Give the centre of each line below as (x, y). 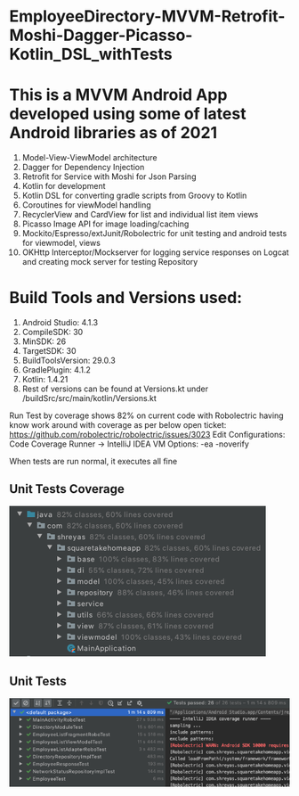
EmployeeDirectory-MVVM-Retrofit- (147, 16)
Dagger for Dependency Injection (83, 168)
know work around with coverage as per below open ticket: (118, 425)
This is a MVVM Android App (118, 95)
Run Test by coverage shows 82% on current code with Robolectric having (146, 415)
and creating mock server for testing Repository (110, 262)
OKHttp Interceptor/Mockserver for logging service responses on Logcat (155, 252)
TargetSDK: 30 (49, 351)
